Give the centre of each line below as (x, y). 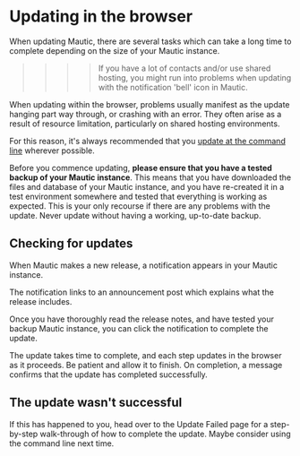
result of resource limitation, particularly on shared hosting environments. (145, 124)
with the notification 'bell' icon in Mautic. (173, 87)
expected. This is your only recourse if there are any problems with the (140, 206)
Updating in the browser (101, 17)
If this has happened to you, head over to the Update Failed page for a (139, 424)
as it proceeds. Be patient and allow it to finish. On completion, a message (146, 365)
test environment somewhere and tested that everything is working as (138, 196)
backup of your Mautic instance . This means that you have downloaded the (150, 177)
